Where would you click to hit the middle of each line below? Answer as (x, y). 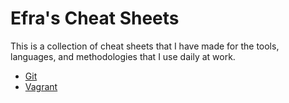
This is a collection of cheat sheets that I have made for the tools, (145, 46)
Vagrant (41, 86)
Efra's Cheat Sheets (95, 18)
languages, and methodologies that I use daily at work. (123, 56)
